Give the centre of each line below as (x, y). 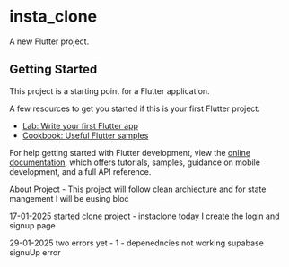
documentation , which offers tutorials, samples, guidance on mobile (135, 162)
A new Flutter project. (49, 41)
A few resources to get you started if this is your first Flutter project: (135, 108)
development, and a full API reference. (80, 171)
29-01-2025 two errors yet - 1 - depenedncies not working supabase (137, 243)
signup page (32, 225)
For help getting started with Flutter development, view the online (130, 152)
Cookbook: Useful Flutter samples (85, 135)
